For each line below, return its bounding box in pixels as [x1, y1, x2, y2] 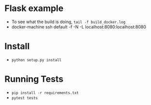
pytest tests [11, 95, 38, 100]
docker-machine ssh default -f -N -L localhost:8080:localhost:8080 [11, 24, 147, 29]
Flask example [4, 3, 64, 14]
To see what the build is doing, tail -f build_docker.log [11, 19, 126, 25]
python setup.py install [11, 57, 62, 63]
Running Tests [4, 74, 64, 85]
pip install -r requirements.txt [11, 90, 79, 95]
